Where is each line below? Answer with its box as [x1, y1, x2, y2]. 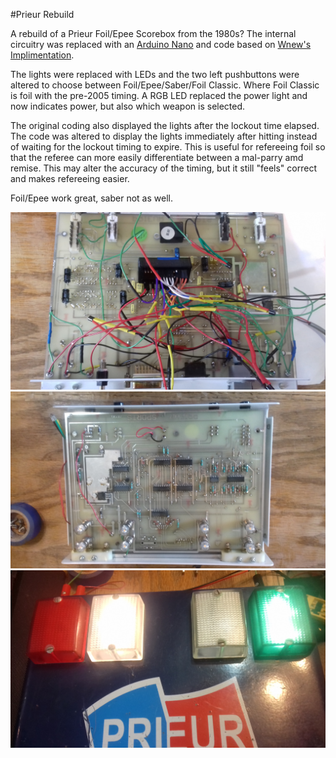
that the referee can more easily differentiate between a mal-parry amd [10, 152, 304, 163]
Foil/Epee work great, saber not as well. [10, 192, 173, 204]
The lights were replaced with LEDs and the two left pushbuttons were [10, 69, 300, 80]
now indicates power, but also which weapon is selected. [10, 100, 246, 112]
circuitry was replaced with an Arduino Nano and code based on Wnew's [10, 39, 312, 50]
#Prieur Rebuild [10, 9, 75, 20]
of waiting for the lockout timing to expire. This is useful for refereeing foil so [10, 141, 326, 153]
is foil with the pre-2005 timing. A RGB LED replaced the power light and [10, 90, 308, 101]
